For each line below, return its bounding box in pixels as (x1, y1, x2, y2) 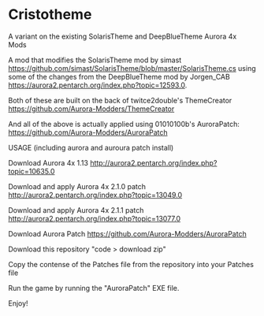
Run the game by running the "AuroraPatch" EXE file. (8, 283, 180, 292)
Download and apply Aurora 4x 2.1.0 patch (8, 181, 147, 191)
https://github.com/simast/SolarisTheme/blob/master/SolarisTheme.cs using (8, 63, 256, 72)
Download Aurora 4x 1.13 (8, 158, 89, 167)
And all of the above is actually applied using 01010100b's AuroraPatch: (8, 119, 240, 128)
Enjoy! (8, 298, 29, 308)
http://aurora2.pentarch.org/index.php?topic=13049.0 (8, 190, 183, 199)
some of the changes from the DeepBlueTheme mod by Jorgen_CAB (8, 72, 230, 81)
